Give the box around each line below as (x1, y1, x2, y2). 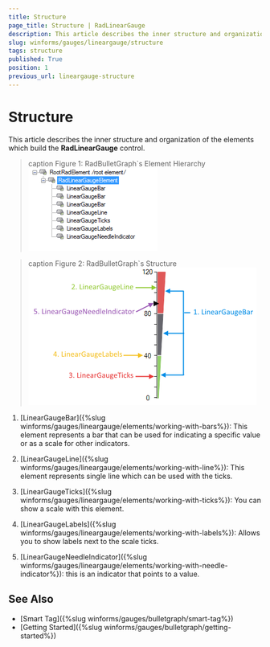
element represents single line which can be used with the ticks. (19, 471, 233, 481)
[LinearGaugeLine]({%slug (19, 454, 108, 464)
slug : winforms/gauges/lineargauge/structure (8, 39, 163, 47)
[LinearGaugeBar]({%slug (19, 412, 106, 422)
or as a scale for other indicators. (19, 438, 130, 448)
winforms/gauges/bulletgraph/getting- (104, 622, 231, 632)
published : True (8, 55, 63, 63)
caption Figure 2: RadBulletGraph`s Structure (27, 258, 177, 268)
